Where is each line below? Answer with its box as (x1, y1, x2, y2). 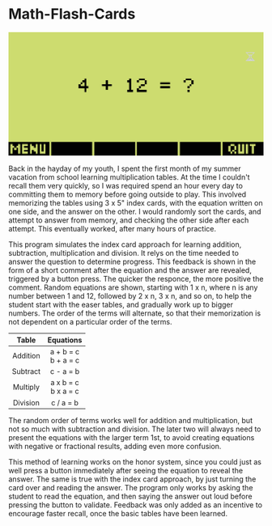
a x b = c (50, 378, 79, 388)
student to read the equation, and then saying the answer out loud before (8, 491, 253, 501)
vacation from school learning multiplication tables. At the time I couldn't (8, 172, 250, 182)
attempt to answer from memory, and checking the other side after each (8, 215, 249, 225)
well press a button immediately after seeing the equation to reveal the (8, 466, 244, 475)
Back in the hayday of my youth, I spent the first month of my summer (8, 163, 241, 173)
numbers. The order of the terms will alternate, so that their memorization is (8, 308, 261, 318)
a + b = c (49, 346, 80, 356)
